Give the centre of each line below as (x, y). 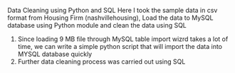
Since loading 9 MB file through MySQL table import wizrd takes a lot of (123, 39)
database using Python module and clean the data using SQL (97, 25)
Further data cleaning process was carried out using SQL (101, 62)
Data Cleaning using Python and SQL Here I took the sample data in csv (113, 10)
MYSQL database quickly (55, 54)
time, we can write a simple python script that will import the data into (120, 46)
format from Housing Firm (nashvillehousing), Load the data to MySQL (110, 18)
